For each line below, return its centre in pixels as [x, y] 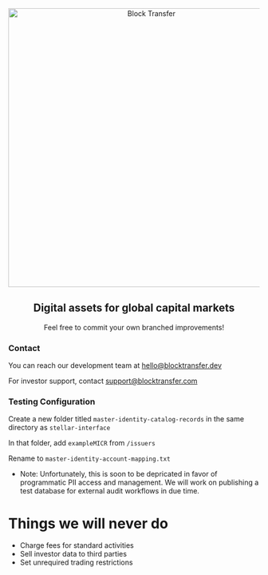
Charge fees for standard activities [77, 545]
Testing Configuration [52, 401]
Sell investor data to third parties [73, 554]
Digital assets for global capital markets [134, 308]
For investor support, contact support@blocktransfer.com [103, 381]
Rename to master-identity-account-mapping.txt [89, 458]
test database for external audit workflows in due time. [109, 491]
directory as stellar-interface [59, 428]
